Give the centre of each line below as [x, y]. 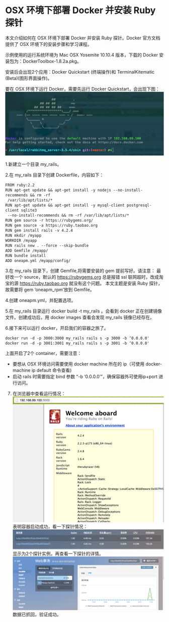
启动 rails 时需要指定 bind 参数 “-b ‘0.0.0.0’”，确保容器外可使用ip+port [85, 377]
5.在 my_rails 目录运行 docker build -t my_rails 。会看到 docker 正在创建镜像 [84, 311]
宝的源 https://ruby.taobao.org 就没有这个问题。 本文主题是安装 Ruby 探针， [84, 283]
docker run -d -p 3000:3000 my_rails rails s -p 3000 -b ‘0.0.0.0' [77, 338]
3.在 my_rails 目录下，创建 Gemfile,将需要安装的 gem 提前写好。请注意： [80, 271]
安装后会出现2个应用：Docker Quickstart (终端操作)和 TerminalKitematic [80, 72]
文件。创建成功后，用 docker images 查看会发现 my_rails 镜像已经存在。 [80, 318]
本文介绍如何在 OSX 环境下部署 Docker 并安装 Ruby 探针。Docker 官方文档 [83, 38]
